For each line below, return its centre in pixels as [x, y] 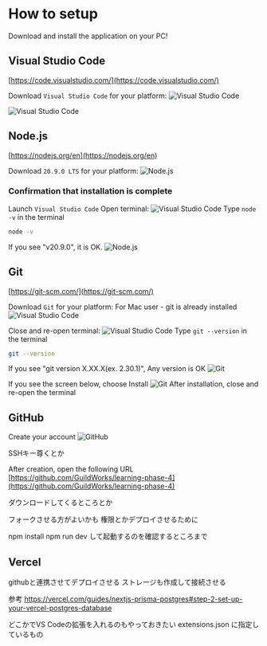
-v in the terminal [37, 217]
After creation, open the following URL [71, 469]
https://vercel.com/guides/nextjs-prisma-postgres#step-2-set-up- [133, 599]
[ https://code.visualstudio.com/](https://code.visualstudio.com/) [114, 80]
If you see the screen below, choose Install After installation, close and [133, 384]
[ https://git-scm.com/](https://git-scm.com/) [81, 291]
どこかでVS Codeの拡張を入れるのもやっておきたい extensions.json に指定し [134, 624]
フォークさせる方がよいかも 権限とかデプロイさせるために [104, 519]
